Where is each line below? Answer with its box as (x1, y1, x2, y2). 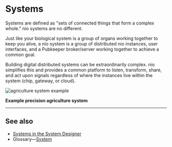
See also (5, 117, 33, 126)
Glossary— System (12, 136, 52, 142)
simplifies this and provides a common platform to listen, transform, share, (5, 67, 162, 73)
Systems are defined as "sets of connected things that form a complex (5, 20, 155, 26)
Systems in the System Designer (12, 131, 82, 137)
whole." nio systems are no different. (5, 25, 83, 31)
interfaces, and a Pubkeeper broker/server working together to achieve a (5, 46, 159, 52)
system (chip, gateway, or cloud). (5, 78, 76, 84)
